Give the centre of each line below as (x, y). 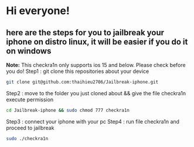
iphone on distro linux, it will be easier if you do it (97, 41)
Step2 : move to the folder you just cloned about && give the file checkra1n (96, 93)
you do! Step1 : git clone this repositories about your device (78, 71)
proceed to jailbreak (30, 128)
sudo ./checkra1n (27, 138)
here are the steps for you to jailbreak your (85, 33)
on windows (29, 51)
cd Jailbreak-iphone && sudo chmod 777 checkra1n (68, 110)
